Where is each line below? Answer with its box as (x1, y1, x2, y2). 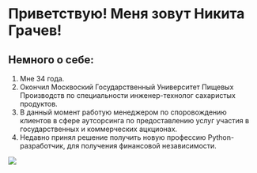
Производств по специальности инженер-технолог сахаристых (19, 91, 236, 100)
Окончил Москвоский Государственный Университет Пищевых (19, 82, 234, 92)
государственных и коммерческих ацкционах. (19, 124, 178, 134)
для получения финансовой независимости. (66, 141, 217, 150)
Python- (207, 133, 235, 142)
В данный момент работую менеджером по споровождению (19, 107, 227, 117)
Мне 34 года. (19, 74, 65, 83)
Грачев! (8, 21, 62, 39)
